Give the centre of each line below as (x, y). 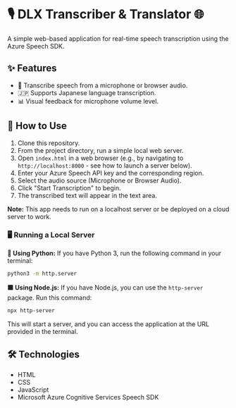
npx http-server (31, 310)
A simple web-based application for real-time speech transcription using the (118, 38)
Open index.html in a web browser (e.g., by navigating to (100, 158)
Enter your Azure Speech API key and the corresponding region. (111, 173)
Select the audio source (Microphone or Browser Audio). (99, 180)
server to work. (29, 216)
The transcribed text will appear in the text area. (87, 195)
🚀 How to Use (37, 126)
